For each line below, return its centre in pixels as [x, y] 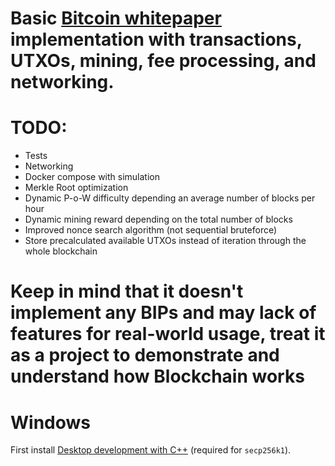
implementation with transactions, [156, 39]
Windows [50, 422]
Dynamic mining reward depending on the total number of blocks [158, 219]
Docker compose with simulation [92, 177]
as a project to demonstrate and [145, 355]
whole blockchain [61, 251]
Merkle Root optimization [76, 188]
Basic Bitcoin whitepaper [116, 18]
